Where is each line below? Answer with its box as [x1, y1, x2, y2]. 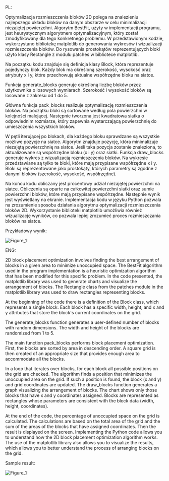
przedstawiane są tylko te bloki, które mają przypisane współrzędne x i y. [5, 160, 157, 166]
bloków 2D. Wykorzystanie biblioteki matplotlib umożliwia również [5, 208, 142, 213]
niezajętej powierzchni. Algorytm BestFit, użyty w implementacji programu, [5, 25, 161, 31]
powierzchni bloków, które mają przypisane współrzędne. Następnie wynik [5, 191, 160, 197]
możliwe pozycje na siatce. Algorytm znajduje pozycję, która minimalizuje [5, 139, 158, 145]
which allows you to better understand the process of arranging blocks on [5, 445, 159, 451]
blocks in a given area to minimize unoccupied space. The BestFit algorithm [5, 262, 163, 268]
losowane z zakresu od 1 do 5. [5, 93, 68, 98]
